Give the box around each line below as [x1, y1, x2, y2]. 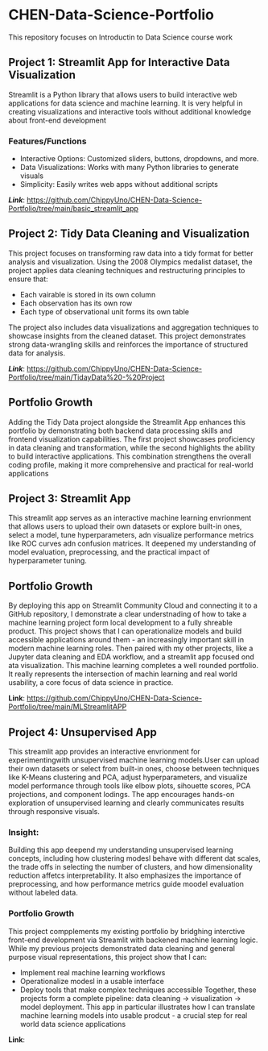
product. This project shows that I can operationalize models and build [8, 626, 242, 636]
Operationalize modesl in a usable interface [19, 976, 165, 986]
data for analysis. [8, 348, 66, 358]
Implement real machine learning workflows [19, 967, 166, 977]
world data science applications [19, 1019, 126, 1028]
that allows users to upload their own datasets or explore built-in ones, [8, 521, 242, 531]
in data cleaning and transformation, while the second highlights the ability [8, 442, 256, 452]
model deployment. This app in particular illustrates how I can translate [19, 1002, 256, 1012]
